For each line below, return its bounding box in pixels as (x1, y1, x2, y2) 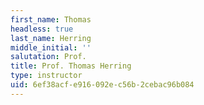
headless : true (10, 24, 74, 34)
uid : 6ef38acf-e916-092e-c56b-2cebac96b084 (10, 80, 195, 90)
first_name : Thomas (10, 14, 92, 25)
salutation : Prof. (10, 52, 87, 62)
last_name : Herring (10, 33, 92, 43)
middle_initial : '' (10, 42, 92, 53)
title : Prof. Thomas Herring (10, 61, 132, 71)
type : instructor (10, 71, 83, 81)
